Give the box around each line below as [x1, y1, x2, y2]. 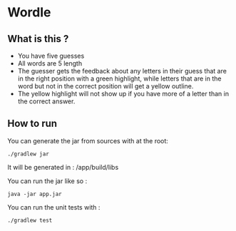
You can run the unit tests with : [7, 202, 101, 211]
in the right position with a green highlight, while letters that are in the [17, 74, 222, 83]
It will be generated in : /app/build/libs [7, 163, 119, 171]
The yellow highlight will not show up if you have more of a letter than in [17, 90, 230, 98]
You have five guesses [17, 51, 85, 60]
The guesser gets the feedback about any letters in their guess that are [17, 67, 227, 75]
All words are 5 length [17, 59, 83, 68]
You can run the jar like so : [7, 176, 88, 185]
